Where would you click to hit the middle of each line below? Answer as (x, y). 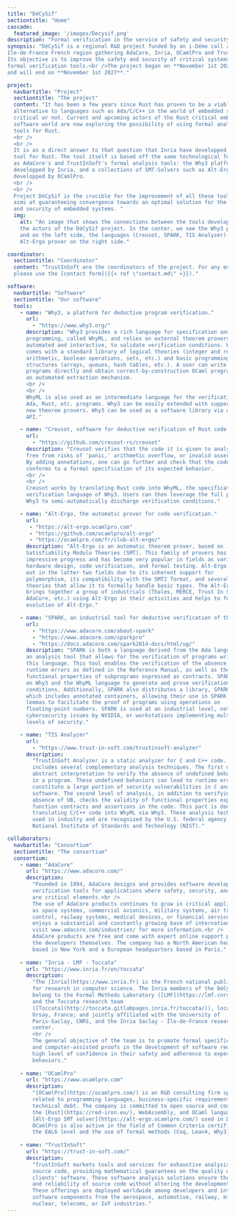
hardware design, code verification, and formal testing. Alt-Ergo (126, 566)
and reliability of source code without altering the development (131, 1184)
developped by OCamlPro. (50, 176)
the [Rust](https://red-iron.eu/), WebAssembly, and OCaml (120, 1112)
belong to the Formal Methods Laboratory (94, 995)
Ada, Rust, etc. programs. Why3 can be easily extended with (117, 404)
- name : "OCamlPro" (48, 1074)
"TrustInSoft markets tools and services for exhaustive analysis (131, 1165)
